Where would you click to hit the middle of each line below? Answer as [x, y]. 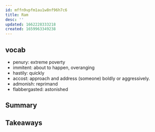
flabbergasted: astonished [40, 89]
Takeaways [24, 123]
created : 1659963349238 [31, 29]
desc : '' [15, 19]
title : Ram [17, 15]
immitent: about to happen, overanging [53, 68]
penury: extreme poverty [39, 62]
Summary [21, 105]
